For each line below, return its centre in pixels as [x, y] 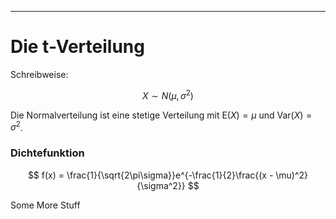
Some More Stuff [45, 205]
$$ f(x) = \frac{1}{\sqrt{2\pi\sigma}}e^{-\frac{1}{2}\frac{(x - [150, 175]
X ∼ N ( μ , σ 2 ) [168, 94]
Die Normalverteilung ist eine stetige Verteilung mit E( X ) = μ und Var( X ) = [161, 115]
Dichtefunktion [47, 153]
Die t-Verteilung [77, 47]
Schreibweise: [39, 74]
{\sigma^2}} [161, 185]
